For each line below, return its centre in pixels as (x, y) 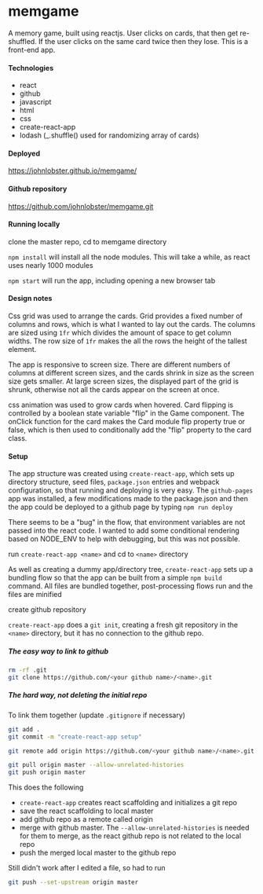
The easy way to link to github (58, 651)
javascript (35, 102)
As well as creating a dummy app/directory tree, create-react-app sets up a (131, 570)
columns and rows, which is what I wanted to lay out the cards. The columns (132, 324)
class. (18, 438)
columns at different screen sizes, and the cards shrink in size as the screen (131, 372)
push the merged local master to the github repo (98, 853)
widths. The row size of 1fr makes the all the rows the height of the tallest (128, 341)
